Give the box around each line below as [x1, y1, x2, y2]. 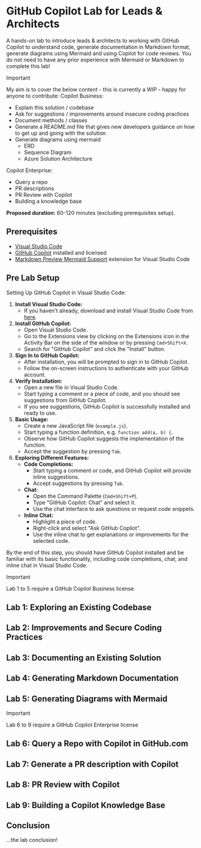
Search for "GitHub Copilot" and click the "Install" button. [23, 345, 166, 353]
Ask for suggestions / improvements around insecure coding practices [14, 110, 190, 117]
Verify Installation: [14, 377, 63, 385]
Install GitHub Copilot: [14, 320, 72, 327]
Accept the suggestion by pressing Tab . [23, 447, 122, 455]
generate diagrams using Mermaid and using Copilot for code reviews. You [6, 49, 192, 57]
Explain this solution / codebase [14, 104, 94, 111]
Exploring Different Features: [14, 454, 89, 461]
